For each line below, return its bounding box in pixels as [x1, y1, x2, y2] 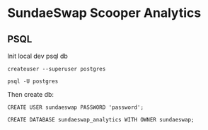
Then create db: [7, 90, 54, 98]
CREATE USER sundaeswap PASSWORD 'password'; [7, 104, 144, 111]
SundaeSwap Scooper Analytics [7, 5, 202, 21]
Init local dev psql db [7, 52, 69, 60]
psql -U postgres [7, 78, 59, 85]
